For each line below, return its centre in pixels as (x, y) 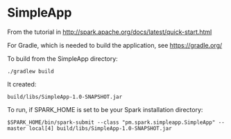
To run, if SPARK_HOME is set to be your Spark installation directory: (105, 109)
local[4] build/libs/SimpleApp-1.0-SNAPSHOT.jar (100, 128)
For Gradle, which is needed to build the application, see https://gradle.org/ (115, 45)
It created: (22, 84)
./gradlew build (31, 71)
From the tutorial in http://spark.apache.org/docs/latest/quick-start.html (110, 32)
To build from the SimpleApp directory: (62, 58)
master (17, 128)
